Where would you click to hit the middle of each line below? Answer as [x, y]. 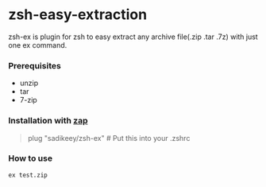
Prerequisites [35, 65]
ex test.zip [28, 175]
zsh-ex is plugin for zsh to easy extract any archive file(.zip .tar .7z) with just [133, 37]
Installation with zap [48, 121]
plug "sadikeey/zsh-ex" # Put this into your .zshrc [109, 138]
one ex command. [38, 45]
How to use [31, 158]
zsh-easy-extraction [78, 15]
